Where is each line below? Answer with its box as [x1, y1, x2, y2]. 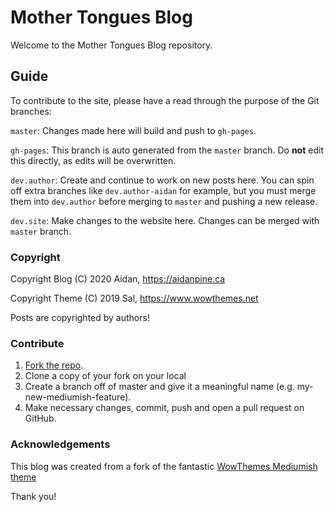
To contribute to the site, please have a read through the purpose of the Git [10, 94, 320, 106]
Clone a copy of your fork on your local [24, 370, 187, 382]
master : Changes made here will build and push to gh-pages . [10, 124, 257, 136]
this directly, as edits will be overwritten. [10, 154, 177, 166]
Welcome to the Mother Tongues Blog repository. [10, 39, 213, 51]
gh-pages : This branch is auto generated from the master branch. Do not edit [10, 144, 324, 156]
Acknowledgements [10, 437, 111, 451]
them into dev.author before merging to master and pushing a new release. [10, 195, 318, 207]
